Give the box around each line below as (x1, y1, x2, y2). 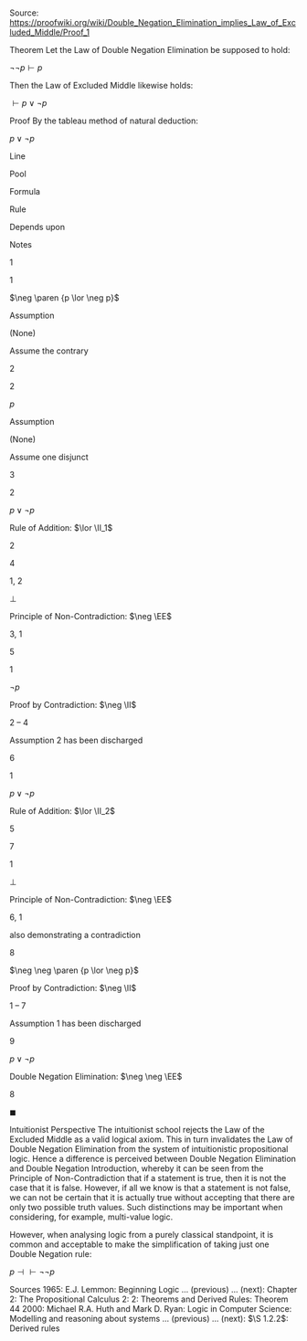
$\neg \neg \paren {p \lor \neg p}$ (9, 965, 139, 976)
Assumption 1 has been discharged (9, 1018, 142, 1030)
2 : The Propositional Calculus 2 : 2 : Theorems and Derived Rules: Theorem (9, 1293, 289, 1304)
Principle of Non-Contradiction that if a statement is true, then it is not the (9, 1173, 287, 1184)
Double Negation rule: (9, 1249, 92, 1260)
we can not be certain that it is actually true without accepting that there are (9, 1192, 295, 1203)
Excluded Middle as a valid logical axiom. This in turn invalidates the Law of (9, 1134, 294, 1145)
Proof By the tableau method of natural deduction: (9, 115, 199, 126)
